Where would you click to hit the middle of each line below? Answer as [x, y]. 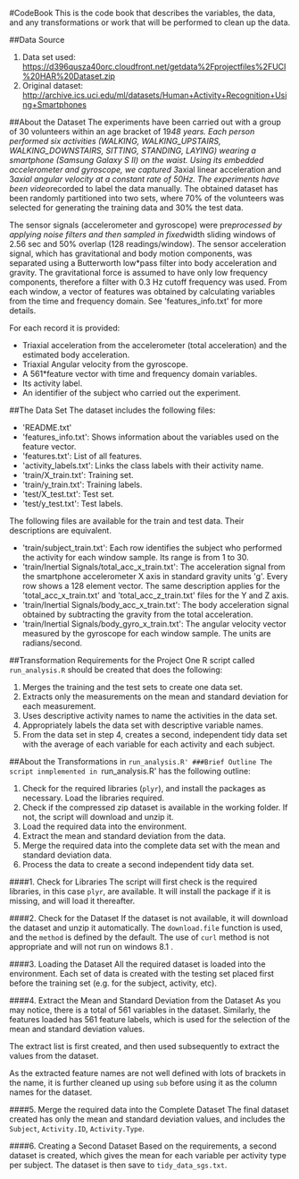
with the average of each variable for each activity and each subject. [148, 744]
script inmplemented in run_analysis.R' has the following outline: [130, 771]
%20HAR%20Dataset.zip [69, 76]
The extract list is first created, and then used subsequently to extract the [144, 1046]
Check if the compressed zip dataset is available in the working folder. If [155, 807]
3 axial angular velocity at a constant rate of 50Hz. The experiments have [144, 179]
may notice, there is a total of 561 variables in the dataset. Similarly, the [140, 1010]
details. [23, 311]
